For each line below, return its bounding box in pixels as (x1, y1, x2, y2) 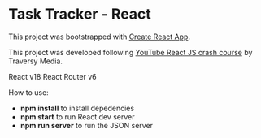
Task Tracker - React (8, 5, 152, 24)
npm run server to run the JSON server (20, 120, 153, 130)
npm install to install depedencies (20, 103, 135, 113)
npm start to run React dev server (20, 111, 135, 122)
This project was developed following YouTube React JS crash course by (8, 47, 253, 57)
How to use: (8, 87, 49, 97)
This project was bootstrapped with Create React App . (8, 32, 191, 41)
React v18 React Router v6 (8, 71, 97, 81)
